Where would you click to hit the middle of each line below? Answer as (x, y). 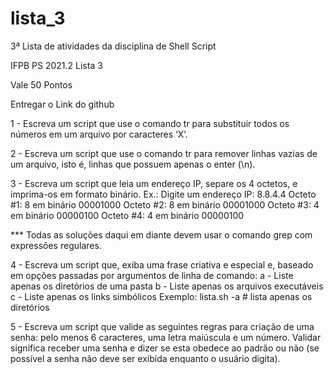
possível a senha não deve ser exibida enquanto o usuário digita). (145, 358)
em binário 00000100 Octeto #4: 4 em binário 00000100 (127, 215)
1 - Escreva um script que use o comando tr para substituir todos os (150, 123)
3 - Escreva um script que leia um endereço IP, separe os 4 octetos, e (154, 183)
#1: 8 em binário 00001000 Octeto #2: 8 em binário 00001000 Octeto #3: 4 (165, 204)
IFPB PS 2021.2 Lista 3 (56, 65)
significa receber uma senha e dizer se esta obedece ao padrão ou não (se (165, 348)
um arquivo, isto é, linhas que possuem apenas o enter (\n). (133, 164)
